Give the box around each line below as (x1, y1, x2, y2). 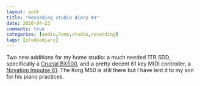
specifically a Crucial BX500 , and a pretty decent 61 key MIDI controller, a (6, 60, 191, 67)
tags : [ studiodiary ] (6, 37, 59, 43)
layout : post (6, 8, 40, 15)
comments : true (6, 25, 45, 32)
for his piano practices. (6, 73, 65, 80)
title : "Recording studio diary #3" (6, 15, 99, 21)
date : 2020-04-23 (6, 20, 51, 26)
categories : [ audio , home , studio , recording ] (6, 31, 119, 38)
